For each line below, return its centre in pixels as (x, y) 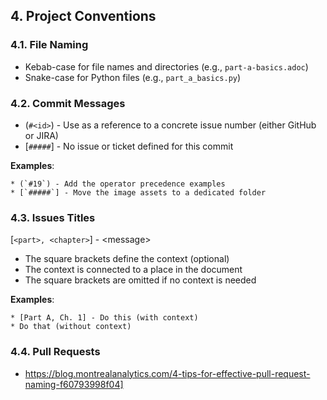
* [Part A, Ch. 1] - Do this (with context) (104, 318)
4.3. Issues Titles (53, 217)
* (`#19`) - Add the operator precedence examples (118, 184)
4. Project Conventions (83, 16)
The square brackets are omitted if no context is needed (140, 280)
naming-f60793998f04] (74, 384)
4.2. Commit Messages (68, 103)
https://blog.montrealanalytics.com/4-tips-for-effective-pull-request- (167, 373)
